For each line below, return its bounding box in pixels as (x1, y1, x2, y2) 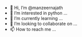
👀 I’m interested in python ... (9, 10, 68, 16)
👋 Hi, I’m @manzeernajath (9, 5, 63, 10)
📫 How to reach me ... (9, 26, 56, 32)
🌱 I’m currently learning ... (9, 15, 63, 21)
